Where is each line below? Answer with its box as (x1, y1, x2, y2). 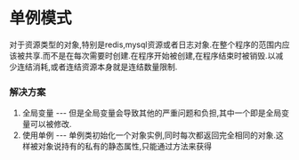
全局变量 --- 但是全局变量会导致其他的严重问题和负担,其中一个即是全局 (21, 108, 282, 118)
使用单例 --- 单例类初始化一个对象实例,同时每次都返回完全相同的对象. (21, 130, 277, 140)
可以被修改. (29, 119, 72, 130)
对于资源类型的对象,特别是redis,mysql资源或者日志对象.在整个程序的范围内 (9, 39, 282, 50)
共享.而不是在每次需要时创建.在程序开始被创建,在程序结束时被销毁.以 (24, 50, 276, 60)
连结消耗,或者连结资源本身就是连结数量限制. (16, 61, 178, 72)
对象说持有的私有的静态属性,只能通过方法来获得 (37, 141, 212, 152)
